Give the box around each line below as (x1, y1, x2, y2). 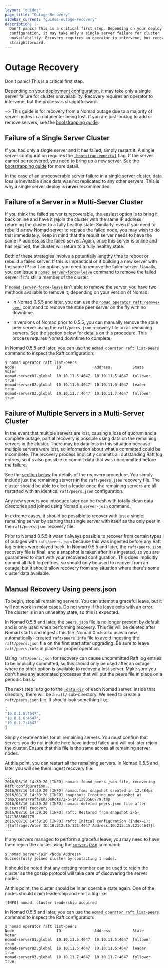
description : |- (5, 21, 39, 27)
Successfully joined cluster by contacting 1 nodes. (5, 856, 117, 861)
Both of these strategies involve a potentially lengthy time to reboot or (5, 253, 149, 259)
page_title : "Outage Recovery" (5, 12, 70, 17)
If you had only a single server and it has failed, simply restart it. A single (5, 147, 155, 153)
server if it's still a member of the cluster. (5, 274, 90, 280)
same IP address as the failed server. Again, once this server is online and (5, 238, 157, 244)
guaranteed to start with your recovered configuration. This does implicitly (5, 554, 158, 560)
